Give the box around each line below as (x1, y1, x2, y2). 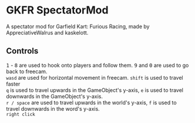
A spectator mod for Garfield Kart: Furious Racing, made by (6, 23, 150, 30)
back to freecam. (6, 68, 48, 75)
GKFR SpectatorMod (6, 4, 109, 17)
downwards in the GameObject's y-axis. (6, 93, 103, 100)
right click (6, 111, 35, 117)
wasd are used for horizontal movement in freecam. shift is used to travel (6, 74, 183, 81)
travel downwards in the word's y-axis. (6, 105, 100, 112)
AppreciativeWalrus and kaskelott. (6, 29, 89, 36)
